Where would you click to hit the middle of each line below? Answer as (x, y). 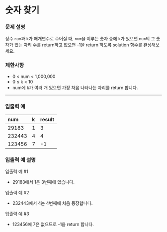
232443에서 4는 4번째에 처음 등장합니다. (52, 203)
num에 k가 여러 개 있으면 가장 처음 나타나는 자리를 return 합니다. (75, 87)
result (47, 120)
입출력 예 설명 (21, 160)
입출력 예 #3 (17, 214)
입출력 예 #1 (17, 171)
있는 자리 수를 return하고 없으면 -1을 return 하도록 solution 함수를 (78, 45)
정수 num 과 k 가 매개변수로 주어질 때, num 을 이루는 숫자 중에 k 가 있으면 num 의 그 (80, 39)
